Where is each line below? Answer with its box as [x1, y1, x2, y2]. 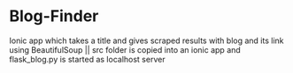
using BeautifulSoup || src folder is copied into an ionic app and [9, 44, 241, 55]
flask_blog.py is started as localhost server [9, 54, 166, 64]
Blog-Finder [9, 6, 99, 26]
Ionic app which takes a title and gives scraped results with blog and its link [9, 35, 285, 46]
